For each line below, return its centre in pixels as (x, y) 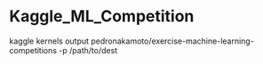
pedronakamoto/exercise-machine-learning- (173, 41)
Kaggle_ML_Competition (102, 16)
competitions (33, 50)
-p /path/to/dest (88, 50)
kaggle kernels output (49, 41)
